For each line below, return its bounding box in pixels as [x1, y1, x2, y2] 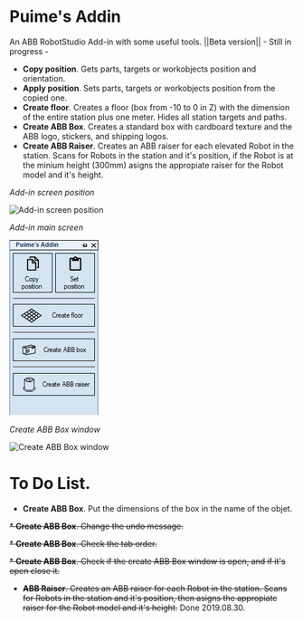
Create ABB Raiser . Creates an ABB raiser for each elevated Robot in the [22, 140, 294, 151]
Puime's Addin [9, 6, 121, 27]
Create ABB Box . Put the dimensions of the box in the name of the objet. [22, 502, 293, 513]
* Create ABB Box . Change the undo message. [9, 521, 184, 531]
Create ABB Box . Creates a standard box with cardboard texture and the [22, 120, 292, 132]
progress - [9, 45, 49, 56]
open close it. [9, 565, 61, 576]
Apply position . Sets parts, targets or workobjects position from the [22, 82, 276, 93]
